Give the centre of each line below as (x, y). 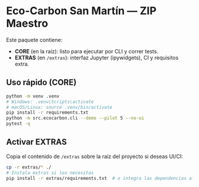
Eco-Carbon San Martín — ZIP (81, 11)
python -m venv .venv (33, 96)
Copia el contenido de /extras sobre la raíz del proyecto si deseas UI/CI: (95, 156)
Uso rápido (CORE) (41, 83)
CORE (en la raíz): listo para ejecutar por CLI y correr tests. (86, 51)
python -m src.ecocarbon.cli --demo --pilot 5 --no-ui (75, 118)
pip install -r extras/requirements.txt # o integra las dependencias (96, 178)
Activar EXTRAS (36, 142)
